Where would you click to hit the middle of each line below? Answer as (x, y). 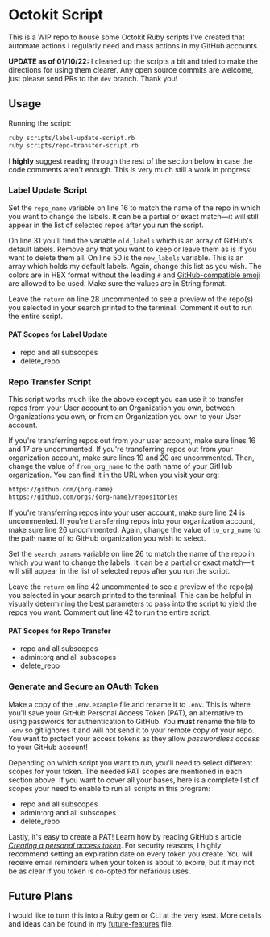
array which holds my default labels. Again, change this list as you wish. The (135, 266)
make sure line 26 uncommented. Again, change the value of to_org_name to (135, 530)
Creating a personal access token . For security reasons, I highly (115, 845)
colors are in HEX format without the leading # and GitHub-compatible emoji (134, 275)
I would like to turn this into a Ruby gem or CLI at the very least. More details (135, 915)
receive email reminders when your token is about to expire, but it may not (132, 862)
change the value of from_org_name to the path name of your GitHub (120, 466)
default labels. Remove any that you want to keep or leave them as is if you (133, 249)
